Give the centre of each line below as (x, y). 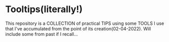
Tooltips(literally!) (44, 9)
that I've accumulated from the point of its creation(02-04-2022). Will (78, 28)
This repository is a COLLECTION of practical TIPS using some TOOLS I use (85, 23)
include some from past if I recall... (41, 34)
